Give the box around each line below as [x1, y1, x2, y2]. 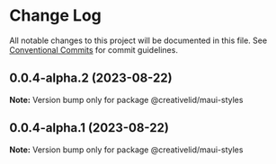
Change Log [9, 5, 102, 26]
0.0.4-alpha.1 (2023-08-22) [9, 120, 169, 135]
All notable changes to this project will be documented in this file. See [9, 35, 268, 46]
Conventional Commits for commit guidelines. [9, 44, 178, 55]
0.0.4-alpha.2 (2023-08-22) [9, 71, 173, 86]
